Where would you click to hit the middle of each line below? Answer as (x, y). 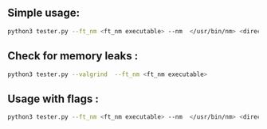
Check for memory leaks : (73, 56)
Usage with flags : (53, 99)
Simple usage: (44, 13)
